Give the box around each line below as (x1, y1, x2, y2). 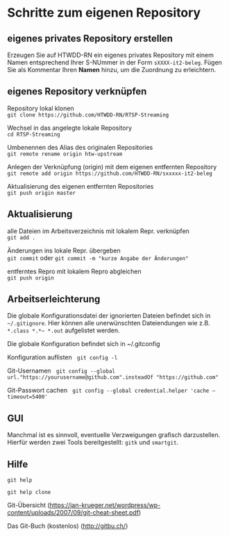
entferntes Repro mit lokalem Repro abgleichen (7, 267, 142, 275)
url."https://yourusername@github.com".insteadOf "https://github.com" (7, 374, 219, 381)
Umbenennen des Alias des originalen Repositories (7, 143, 153, 151)
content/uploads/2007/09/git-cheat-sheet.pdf (7, 509, 139, 517)
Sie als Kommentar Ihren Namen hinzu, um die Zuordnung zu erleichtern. (7, 66, 217, 74)
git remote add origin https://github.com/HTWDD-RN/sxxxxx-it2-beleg (7, 170, 213, 177)
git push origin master (7, 189, 76, 196)
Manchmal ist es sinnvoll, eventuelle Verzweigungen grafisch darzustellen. (7, 431, 221, 439)
